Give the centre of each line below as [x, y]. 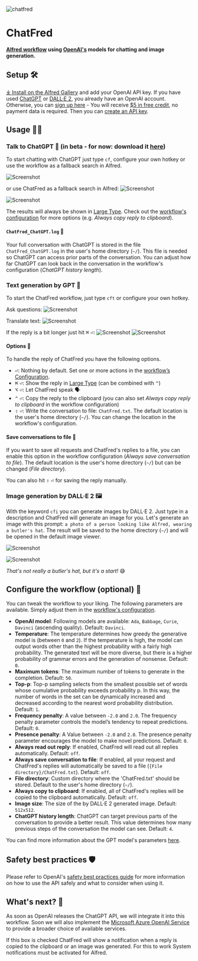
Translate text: [24, 321]
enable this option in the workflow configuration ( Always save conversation [98, 456]
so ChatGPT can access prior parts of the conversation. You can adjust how [98, 257]
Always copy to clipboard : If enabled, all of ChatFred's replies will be [99, 791]
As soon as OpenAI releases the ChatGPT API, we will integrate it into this [95, 916]
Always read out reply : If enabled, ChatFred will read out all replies [96, 747]
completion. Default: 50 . [43, 678]
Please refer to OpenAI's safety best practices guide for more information [95, 877]
